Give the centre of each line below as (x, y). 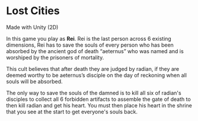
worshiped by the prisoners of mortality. (55, 57)
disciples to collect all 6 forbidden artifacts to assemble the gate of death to (98, 99)
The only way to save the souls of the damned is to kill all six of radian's (94, 93)
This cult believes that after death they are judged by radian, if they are (93, 68)
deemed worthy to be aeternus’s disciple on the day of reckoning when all (96, 75)
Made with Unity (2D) (32, 27)
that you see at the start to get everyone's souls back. (72, 112)
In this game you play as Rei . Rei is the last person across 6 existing (89, 38)
